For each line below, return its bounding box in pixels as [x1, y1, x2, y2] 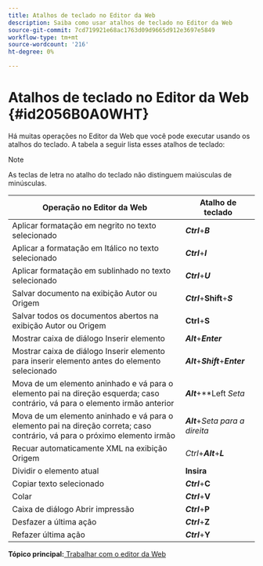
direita [185, 425, 209, 436]
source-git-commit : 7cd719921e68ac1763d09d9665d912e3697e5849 [8, 26, 215, 34]
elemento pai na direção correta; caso [12, 420, 152, 431]
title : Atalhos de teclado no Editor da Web [8, 11, 156, 20]
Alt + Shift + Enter [185, 355, 245, 366]
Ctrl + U [185, 270, 211, 281]
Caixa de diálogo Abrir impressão [12, 503, 135, 514]
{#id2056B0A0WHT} [8, 105, 150, 123]
